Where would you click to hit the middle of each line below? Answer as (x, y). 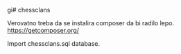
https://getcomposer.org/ (43, 30)
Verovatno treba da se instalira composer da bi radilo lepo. (91, 23)
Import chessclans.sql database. (54, 43)
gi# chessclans (29, 10)
